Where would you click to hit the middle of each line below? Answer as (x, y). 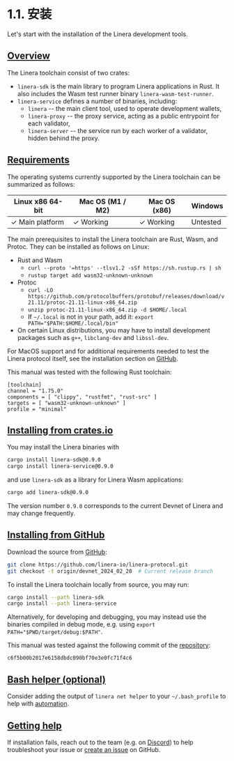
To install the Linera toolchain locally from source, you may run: (98, 584)
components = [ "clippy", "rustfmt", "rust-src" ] (82, 397)
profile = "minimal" (37, 409)
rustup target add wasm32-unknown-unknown (90, 275)
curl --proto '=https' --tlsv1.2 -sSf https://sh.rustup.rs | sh (124, 268)
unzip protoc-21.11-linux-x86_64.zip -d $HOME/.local (107, 310)
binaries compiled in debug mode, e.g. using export (81, 624)
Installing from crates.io (60, 430)
